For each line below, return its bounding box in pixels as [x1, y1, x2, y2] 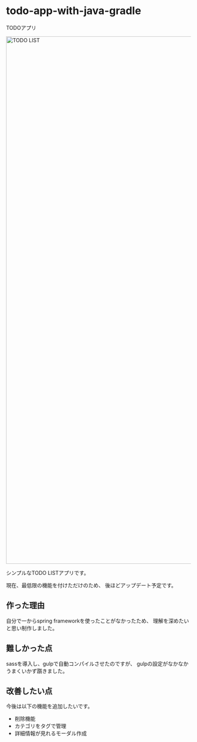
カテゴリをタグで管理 [14, 723, 66, 730]
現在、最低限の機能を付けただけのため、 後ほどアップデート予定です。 [6, 581, 177, 588]
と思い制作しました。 [6, 624, 57, 631]
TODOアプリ [6, 24, 37, 31]
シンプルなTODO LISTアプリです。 [6, 569, 89, 576]
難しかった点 [6, 644, 53, 653]
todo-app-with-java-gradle [6, 4, 142, 18]
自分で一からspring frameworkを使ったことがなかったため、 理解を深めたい [6, 617, 189, 624]
